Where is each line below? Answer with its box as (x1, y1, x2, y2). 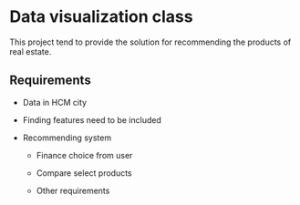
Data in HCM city (22, 97, 88, 108)
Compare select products (36, 167, 132, 179)
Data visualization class (9, 6, 193, 27)
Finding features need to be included (22, 114, 161, 125)
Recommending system (22, 132, 112, 143)
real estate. (9, 46, 52, 56)
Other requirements (36, 185, 110, 196)
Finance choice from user (36, 149, 133, 160)
